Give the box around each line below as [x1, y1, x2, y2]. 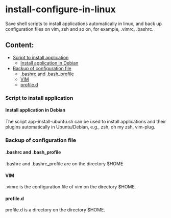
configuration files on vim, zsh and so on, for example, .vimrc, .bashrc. [5, 26, 154, 32]
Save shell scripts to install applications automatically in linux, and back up [5, 20, 162, 27]
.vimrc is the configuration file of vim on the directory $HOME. [5, 184, 136, 190]
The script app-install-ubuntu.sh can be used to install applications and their [5, 118, 166, 124]
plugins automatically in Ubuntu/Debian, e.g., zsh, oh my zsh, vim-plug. [5, 124, 156, 130]
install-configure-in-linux [5, 4, 116, 15]
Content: [5, 41, 34, 50]
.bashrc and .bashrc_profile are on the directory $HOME [5, 161, 124, 167]
